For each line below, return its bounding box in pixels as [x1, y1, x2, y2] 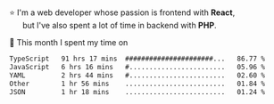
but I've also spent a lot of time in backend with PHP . [21, 20, 217, 30]
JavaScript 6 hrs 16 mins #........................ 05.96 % [9, 62, 266, 71]
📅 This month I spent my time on [9, 37, 129, 47]
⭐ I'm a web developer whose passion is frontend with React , [9, 7, 236, 18]
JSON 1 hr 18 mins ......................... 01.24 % [9, 87, 266, 96]
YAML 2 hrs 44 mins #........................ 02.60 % [9, 70, 266, 80]
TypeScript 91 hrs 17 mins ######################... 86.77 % [9, 54, 266, 63]
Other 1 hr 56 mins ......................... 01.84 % [9, 79, 266, 88]
